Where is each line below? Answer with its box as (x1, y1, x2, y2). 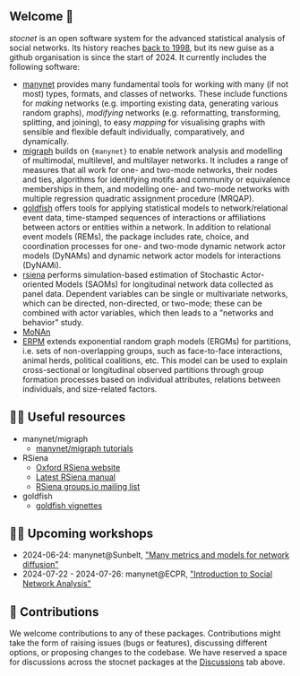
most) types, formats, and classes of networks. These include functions (21, 88, 288, 99)
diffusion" (21, 559, 59, 570)
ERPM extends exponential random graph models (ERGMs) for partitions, (21, 335, 292, 346)
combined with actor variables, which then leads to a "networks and (21, 307, 274, 318)
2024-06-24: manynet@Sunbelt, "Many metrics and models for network (21, 550, 289, 560)
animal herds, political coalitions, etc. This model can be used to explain (21, 355, 288, 366)
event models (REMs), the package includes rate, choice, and (21, 230, 249, 242)
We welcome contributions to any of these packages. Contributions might (9, 628, 281, 639)
